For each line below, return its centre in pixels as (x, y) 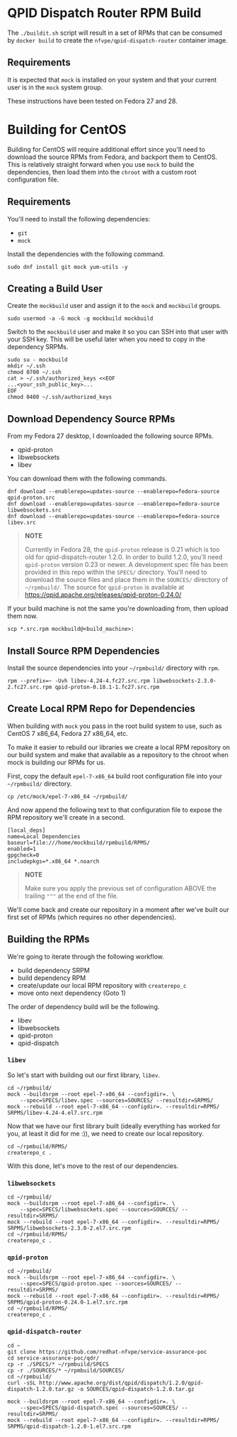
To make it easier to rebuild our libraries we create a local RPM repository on (119, 747)
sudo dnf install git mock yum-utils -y (68, 267)
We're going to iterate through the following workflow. (86, 957)
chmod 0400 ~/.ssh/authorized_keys (60, 397)
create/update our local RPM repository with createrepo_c (102, 985)
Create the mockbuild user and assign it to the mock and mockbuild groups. (114, 306)
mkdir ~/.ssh (27, 366)
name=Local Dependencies (44, 836)
